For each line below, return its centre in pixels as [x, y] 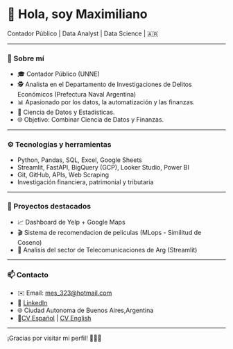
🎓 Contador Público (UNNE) [59, 74]
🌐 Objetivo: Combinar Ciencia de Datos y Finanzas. [90, 120]
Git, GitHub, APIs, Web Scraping [63, 174]
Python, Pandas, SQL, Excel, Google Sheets [79, 160]
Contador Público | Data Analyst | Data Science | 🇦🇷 [83, 33]
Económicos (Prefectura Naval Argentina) [77, 95]
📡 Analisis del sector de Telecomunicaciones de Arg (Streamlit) [107, 250]
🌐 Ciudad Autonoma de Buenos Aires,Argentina [85, 310]
